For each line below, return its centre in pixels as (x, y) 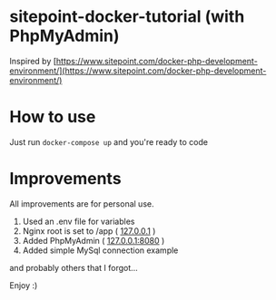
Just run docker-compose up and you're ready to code (109, 141)
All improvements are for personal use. (82, 203)
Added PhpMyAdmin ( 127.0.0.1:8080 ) (94, 240)
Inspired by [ (33, 61)
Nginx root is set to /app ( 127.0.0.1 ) (89, 231)
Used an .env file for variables (79, 221)
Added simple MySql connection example (100, 250)
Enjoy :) (24, 285)
